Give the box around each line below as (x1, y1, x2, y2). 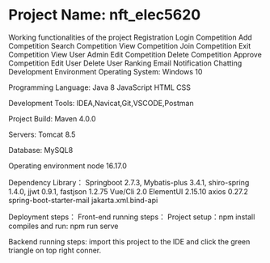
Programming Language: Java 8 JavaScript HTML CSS (8, 83, 192, 92)
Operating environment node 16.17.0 (8, 160, 128, 171)
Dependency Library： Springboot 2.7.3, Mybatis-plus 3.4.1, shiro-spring (8, 177, 250, 187)
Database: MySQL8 (8, 145, 74, 155)
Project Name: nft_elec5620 (8, 6, 201, 24)
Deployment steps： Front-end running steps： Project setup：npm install (8, 212, 255, 222)
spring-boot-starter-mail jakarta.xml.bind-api (8, 195, 158, 205)
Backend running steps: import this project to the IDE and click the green (8, 236, 251, 246)
